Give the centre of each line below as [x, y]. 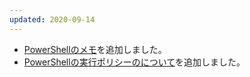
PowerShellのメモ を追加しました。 [95, 49]
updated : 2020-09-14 [52, 19]
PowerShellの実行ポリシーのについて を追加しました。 [134, 62]
